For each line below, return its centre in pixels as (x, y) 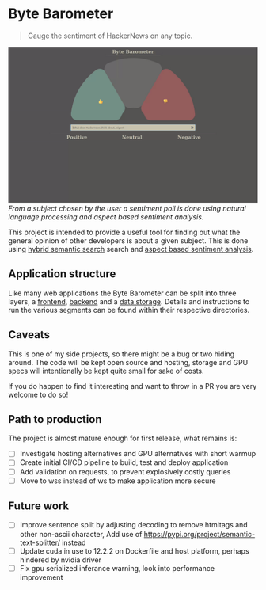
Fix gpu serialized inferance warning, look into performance (117, 568)
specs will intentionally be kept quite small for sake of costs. (106, 371)
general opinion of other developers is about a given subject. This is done (128, 240)
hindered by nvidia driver (60, 560)
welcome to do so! (38, 394)
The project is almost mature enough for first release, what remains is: (123, 438)
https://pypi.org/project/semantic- (199, 534)
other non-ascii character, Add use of (81, 534)
